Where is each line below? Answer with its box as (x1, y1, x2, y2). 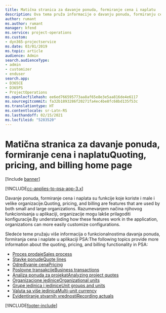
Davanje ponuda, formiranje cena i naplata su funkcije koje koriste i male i (5, 195, 155, 201)
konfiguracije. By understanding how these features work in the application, (5, 216, 158, 222)
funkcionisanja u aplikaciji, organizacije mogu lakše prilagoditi (5, 211, 131, 217)
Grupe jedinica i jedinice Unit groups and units (12, 282, 105, 288)
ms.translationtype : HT (5, 104, 54, 109)
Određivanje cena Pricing (12, 261, 63, 267)
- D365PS (5, 85, 23, 90)
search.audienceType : (5, 58, 50, 63)
